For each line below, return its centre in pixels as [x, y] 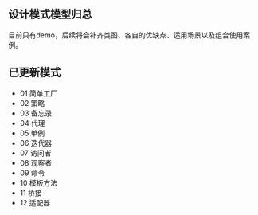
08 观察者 [36, 162]
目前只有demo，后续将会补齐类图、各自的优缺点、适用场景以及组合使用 [126, 35]
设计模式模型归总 [50, 14]
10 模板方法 [39, 182]
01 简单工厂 [39, 93]
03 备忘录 [36, 113]
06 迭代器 [36, 143]
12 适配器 [35, 202]
